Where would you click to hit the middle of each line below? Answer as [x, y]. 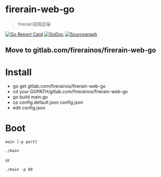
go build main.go [30, 97]
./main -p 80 [19, 170]
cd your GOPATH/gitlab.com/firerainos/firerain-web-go [70, 92]
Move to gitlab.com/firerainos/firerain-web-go [81, 50]
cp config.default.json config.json [48, 102]
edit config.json [29, 108]
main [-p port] [21, 142]
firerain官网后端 [34, 24]
